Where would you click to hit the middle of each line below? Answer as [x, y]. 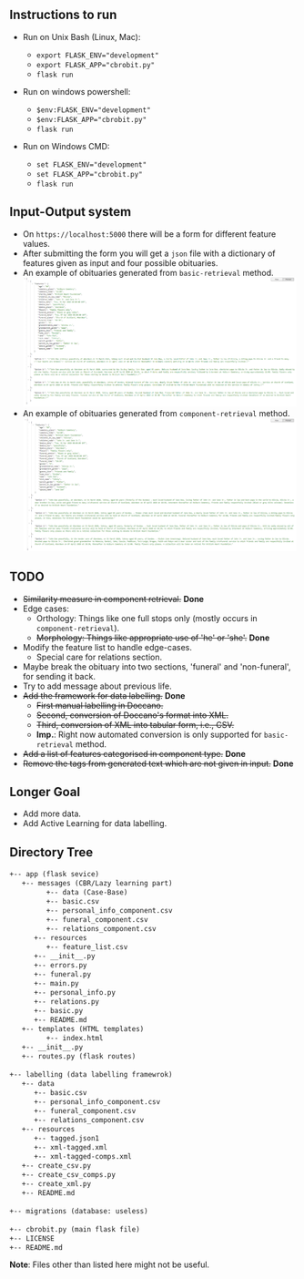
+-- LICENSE [32, 1239]
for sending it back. [59, 676]
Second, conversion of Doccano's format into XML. [132, 715]
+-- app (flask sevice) [55, 875]
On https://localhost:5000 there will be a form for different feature [149, 234]
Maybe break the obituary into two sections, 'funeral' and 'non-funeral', [157, 666]
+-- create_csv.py [56, 1166]
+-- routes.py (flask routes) [79, 1057]
